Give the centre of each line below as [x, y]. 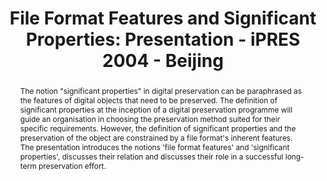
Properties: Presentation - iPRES [163, 39]
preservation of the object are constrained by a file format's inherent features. [156, 137]
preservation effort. [72, 165]
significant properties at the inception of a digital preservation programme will [156, 109]
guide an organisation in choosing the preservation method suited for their [150, 118]
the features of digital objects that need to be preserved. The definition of [148, 100]
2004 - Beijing [163, 61]
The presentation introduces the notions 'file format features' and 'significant [154, 147]
